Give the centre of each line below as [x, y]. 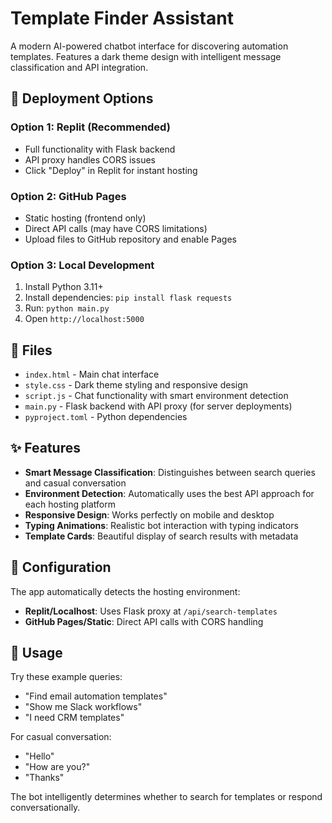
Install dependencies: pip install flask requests [128, 298]
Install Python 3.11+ [64, 287]
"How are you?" [57, 767]
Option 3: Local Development [82, 265]
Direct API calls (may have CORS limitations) [116, 228]
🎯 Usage [36, 653]
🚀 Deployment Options [82, 98]
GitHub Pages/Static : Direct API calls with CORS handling [144, 621]
